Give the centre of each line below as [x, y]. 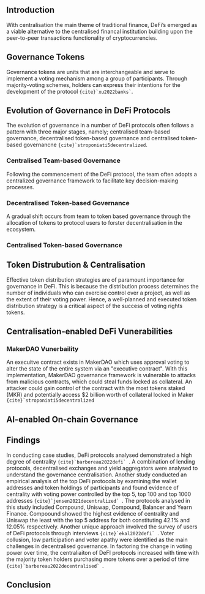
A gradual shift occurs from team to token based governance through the [99, 216]
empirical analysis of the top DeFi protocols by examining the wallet [91, 481]
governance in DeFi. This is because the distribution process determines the [102, 286]
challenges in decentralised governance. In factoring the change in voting [99, 546]
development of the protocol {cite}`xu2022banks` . [70, 91]
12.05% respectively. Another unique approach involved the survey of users [102, 527]
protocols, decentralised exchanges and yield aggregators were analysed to [102, 468]
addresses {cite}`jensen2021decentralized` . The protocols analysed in [98, 500]
